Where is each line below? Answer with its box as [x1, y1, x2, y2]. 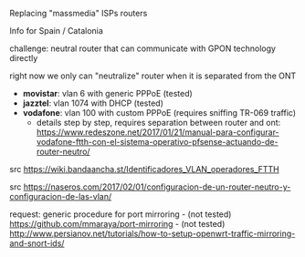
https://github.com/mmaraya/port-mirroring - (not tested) [9, 219, 226, 229]
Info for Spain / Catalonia [9, 26, 103, 36]
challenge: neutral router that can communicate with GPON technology [9, 43, 277, 54]
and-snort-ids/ [9, 238, 65, 249]
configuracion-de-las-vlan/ [9, 191, 112, 201]
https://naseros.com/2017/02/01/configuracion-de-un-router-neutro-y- [23, 181, 291, 192]
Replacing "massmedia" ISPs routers [9, 8, 148, 18]
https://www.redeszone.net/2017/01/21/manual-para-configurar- [36, 127, 280, 138]
